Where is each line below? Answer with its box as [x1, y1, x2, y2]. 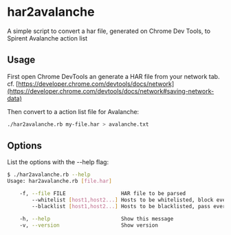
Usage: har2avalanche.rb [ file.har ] [7, 178, 112, 185]
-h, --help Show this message [19, 215, 174, 222]
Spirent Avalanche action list [7, 34, 88, 42]
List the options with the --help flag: [7, 158, 109, 166]
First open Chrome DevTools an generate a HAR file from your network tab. [7, 72, 220, 80]
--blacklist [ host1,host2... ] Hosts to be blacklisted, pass [32, 203, 211, 210]
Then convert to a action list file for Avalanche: [7, 107, 140, 115]
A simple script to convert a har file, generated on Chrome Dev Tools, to [7, 27, 211, 35]
